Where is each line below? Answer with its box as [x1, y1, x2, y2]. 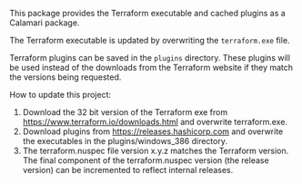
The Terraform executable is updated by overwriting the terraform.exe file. [9, 35, 290, 45]
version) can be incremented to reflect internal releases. [22, 165, 234, 175]
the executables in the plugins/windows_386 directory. [22, 136, 227, 146]
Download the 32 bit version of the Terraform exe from [22, 107, 228, 117]
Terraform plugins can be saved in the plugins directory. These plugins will [9, 53, 291, 63]
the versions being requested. [9, 72, 122, 82]
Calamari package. [9, 17, 80, 28]
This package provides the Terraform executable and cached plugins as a [9, 8, 287, 18]
